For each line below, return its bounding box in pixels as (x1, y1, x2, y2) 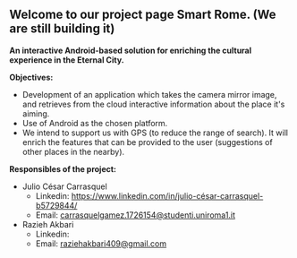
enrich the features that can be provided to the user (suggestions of (21, 136, 273, 147)
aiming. (21, 107, 50, 119)
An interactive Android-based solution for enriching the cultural (9, 45, 252, 56)
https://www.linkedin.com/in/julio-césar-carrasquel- (71, 190, 264, 201)
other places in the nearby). (21, 146, 125, 157)
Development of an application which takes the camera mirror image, (21, 89, 277, 99)
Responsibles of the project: (9, 163, 117, 174)
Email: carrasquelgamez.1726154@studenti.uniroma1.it (35, 210, 235, 220)
